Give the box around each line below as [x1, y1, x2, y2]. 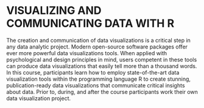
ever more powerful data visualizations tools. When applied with [6, 49, 167, 56]
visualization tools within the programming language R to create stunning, [6, 75, 191, 83]
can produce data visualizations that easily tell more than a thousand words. [6, 62, 197, 70]
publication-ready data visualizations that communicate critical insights [6, 81, 185, 89]
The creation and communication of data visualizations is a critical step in [6, 36, 191, 44]
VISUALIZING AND [6, 4, 102, 18]
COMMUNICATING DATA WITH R [6, 16, 175, 30]
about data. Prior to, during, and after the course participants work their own [6, 88, 198, 95]
